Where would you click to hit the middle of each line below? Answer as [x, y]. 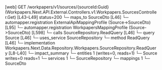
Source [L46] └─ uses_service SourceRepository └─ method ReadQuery [77, 38]
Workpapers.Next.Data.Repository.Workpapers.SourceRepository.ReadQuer [81, 48]
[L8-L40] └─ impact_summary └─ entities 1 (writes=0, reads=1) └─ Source [83, 53]
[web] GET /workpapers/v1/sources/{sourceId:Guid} [57, 7]
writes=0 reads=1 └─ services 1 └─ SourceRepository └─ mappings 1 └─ [78, 58]
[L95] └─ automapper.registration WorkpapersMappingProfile [66, 28]
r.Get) [11, 17]
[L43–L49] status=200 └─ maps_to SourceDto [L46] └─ [73, 17]
